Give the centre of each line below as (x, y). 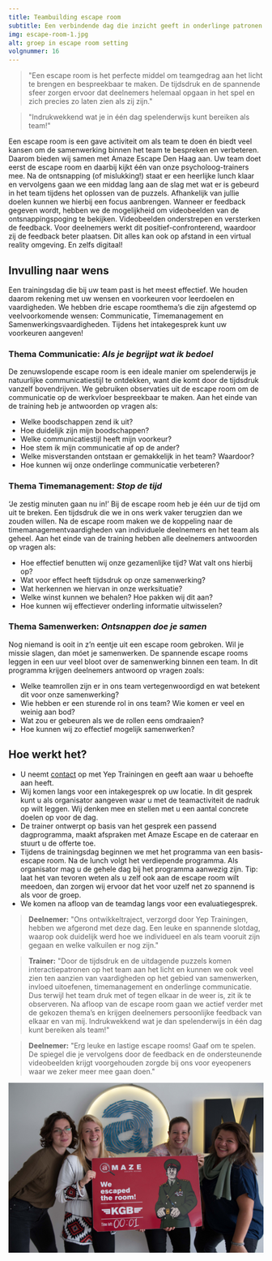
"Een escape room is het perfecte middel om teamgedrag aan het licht (145, 75)
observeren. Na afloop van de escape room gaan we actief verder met (145, 1004)
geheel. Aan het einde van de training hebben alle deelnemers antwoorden (133, 538)
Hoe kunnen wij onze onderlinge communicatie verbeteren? (120, 465)
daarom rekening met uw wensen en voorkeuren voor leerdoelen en (121, 298)
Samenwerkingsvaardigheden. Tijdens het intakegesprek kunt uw (118, 324)
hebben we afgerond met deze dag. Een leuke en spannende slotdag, (144, 927)
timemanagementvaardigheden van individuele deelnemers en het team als (134, 529)
